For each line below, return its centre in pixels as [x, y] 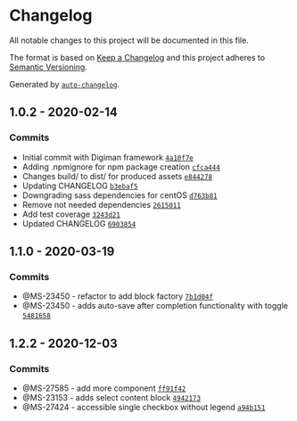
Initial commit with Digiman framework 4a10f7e [107, 157]
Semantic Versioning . [48, 67]
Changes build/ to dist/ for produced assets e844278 [117, 176]
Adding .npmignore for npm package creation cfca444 [121, 167]
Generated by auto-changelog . [65, 84]
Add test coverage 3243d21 [71, 214]
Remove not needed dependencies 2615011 [101, 204]
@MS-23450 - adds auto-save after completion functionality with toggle [155, 306]
